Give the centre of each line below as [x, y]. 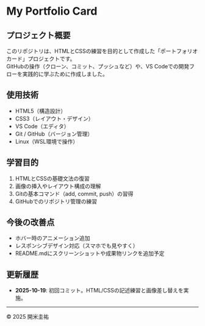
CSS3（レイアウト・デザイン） [54, 118]
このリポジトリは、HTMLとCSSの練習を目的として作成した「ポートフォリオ [102, 51]
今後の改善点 [31, 223]
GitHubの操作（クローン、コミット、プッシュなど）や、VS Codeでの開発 [98, 66]
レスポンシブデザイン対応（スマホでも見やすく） [77, 246]
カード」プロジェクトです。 [41, 59]
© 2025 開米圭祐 [27, 317]
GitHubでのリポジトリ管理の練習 [56, 201]
